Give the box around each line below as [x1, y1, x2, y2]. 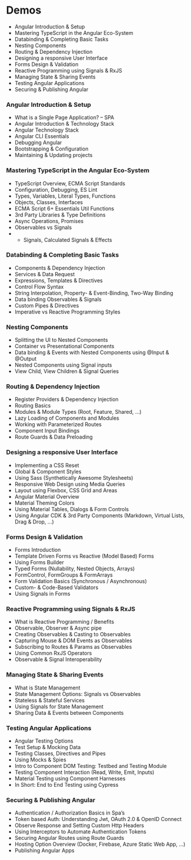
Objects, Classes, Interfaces [14, 198, 83, 205]
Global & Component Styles [14, 467, 82, 475]
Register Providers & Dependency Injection [14, 396, 119, 403]
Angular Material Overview [14, 493, 79, 500]
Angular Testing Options [14, 737, 73, 744]
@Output [14, 355, 37, 362]
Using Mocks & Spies [14, 756, 66, 763]
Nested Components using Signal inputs [14, 361, 112, 369]
